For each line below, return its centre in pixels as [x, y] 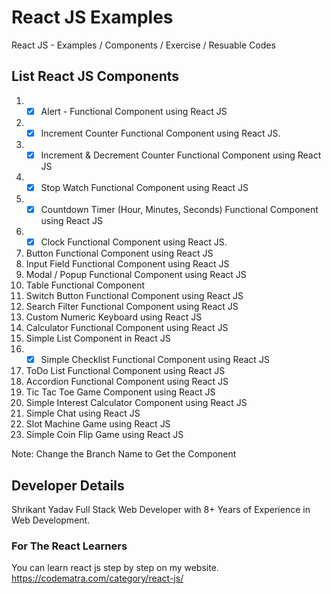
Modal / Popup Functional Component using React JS [136, 275]
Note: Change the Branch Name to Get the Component [124, 454]
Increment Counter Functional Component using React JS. [160, 133]
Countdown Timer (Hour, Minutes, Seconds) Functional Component [179, 209]
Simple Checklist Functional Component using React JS [155, 360]
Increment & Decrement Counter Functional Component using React [181, 155]
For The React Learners [69, 546]
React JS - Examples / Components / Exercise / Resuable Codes [143, 45]
